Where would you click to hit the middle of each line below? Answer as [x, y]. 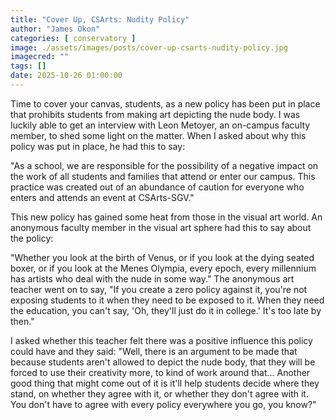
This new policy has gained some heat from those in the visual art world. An [166, 217]
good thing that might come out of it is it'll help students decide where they [165, 383]
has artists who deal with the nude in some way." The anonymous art [152, 278]
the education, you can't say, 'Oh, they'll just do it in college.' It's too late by [166, 310]
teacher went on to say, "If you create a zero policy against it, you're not [159, 289]
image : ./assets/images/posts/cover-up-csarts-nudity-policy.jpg [149, 47]
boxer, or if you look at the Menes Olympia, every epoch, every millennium [163, 268]
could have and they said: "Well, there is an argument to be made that [154, 351]
